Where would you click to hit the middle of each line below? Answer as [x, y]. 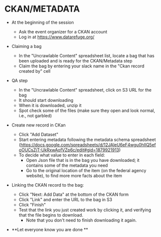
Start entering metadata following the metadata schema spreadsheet [87, 140]
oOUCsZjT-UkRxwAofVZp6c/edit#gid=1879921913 [69, 150]
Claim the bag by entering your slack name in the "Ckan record [81, 66]
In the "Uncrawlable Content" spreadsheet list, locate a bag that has [87, 55]
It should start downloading [46, 100]
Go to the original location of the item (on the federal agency [86, 170]
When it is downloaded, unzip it [50, 105]
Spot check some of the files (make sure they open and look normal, [87, 111]
